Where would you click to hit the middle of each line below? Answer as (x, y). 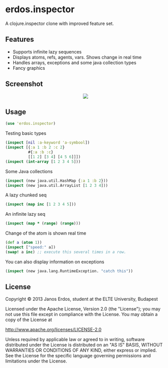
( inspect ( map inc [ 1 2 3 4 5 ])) (41, 205)
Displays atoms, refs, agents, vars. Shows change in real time (77, 57)
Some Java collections (29, 171)
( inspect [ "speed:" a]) (31, 247)
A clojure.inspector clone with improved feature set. (60, 23)
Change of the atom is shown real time (46, 233)
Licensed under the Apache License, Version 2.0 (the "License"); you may (83, 309)
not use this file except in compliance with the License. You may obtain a (81, 315)
